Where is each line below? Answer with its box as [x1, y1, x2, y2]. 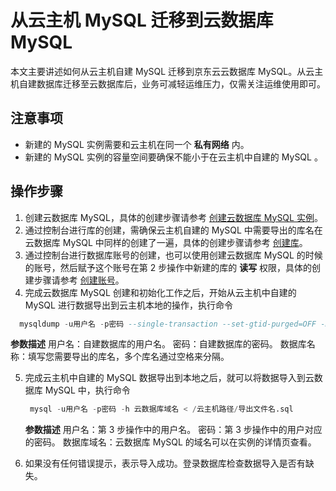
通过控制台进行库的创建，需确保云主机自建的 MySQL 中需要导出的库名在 [24, 224, 323, 236]
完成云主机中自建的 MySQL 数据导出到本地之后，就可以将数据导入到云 [24, 372, 315, 384]
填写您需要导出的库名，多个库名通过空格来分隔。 [27, 351, 230, 363]
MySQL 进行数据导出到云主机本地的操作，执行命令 [24, 299, 233, 311]
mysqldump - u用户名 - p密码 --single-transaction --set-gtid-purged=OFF [19, 319, 317, 329]
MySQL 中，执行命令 [44, 384, 131, 396]
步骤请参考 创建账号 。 [33, 274, 125, 286]
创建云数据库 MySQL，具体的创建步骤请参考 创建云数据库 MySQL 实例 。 [24, 211, 323, 223]
